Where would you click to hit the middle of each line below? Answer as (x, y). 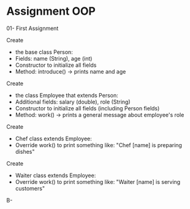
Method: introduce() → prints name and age (70, 71)
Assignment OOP (51, 11)
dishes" (25, 151)
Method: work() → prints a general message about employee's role (100, 115)
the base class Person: (44, 52)
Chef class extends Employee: (53, 139)
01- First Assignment (32, 28)
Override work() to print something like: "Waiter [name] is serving (98, 181)
